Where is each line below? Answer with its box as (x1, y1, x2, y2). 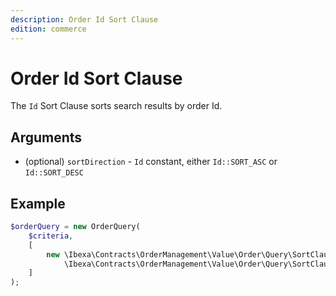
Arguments (10, 129, 83, 146)
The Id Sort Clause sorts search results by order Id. (10, 100, 223, 112)
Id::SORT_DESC (24, 168, 84, 178)
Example (10, 195, 66, 212)
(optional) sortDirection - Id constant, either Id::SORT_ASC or (24, 156, 278, 168)
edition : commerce (10, 24, 87, 34)
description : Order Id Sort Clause (10, 14, 159, 25)
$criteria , (28, 231, 74, 241)
